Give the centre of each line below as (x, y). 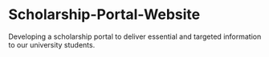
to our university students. (52, 44)
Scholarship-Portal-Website (104, 15)
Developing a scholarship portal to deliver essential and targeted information (135, 36)
